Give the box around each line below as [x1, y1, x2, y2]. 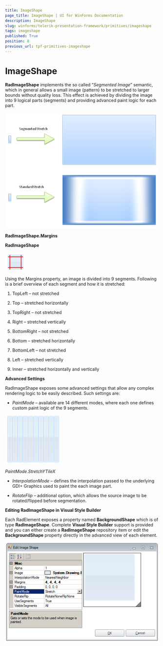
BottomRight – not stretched [12, 329, 69, 334]
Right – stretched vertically [12, 319, 66, 325]
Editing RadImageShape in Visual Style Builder [5, 507, 102, 513]
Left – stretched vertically [12, 357, 63, 363]
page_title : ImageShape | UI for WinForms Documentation [5, 13, 123, 18]
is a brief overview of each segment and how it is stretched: [5, 281, 126, 287]
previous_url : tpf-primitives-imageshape [5, 44, 91, 49]
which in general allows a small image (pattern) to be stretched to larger [5, 87, 150, 93]
